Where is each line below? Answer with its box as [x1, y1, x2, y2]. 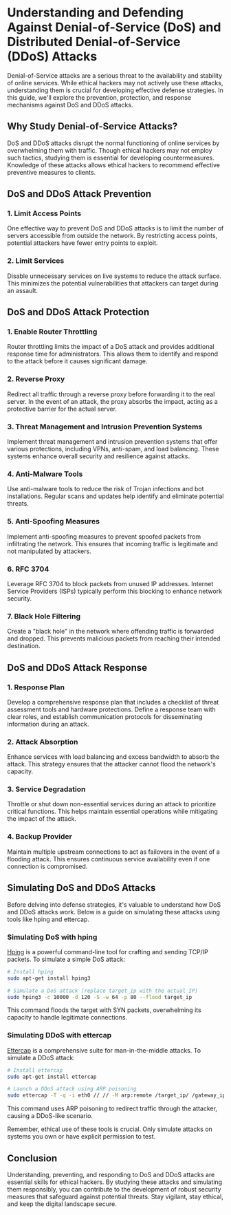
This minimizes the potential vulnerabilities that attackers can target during [7, 279, 219, 287]
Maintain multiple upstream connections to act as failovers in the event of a [7, 848, 220, 856]
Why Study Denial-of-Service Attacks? [7, 120, 178, 132]
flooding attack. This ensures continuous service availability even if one [7, 854, 210, 863]
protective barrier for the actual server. [7, 405, 117, 413]
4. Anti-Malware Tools [7, 469, 83, 479]
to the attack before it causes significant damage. [7, 357, 148, 365]
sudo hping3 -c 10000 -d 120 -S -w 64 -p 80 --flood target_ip [7, 993, 192, 1000]
